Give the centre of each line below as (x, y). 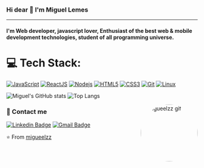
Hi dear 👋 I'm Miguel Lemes (47, 10)
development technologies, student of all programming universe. (90, 37)
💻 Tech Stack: (44, 63)
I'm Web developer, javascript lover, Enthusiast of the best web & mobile (99, 30)
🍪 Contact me (27, 111)
